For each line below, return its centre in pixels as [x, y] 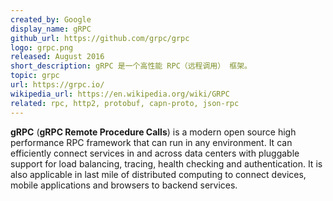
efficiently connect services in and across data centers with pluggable [155, 153]
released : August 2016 [57, 57]
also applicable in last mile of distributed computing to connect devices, [158, 174]
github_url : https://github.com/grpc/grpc [100, 38]
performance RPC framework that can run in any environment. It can [151, 142]
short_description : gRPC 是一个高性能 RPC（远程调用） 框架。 [131, 66]
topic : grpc [35, 76]
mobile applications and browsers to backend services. [124, 185]
